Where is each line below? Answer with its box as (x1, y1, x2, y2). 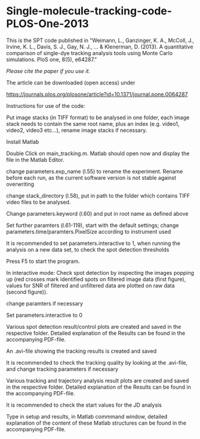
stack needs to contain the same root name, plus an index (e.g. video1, (6, 120, 180, 127)
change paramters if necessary (6, 299, 84, 307)
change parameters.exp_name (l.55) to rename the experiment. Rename (6, 168, 183, 175)
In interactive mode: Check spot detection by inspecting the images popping (6, 269, 195, 276)
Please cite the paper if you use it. (6, 67, 91, 74)
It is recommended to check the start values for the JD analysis (6, 401, 162, 408)
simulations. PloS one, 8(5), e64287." (6, 56, 97, 63)
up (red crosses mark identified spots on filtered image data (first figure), (6, 275, 186, 283)
